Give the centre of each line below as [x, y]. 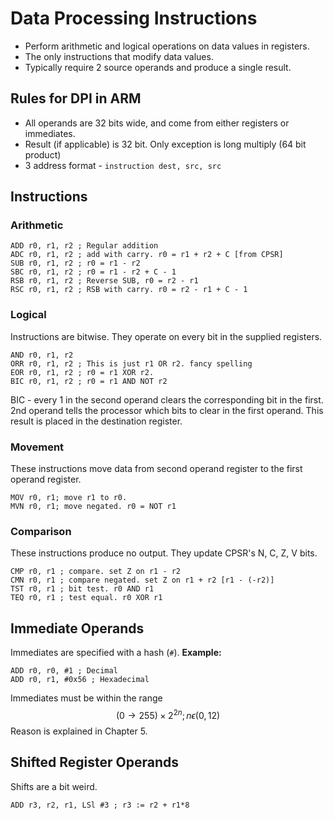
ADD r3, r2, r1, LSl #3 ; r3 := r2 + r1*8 [100, 805]
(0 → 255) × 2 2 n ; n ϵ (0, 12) [168, 714]
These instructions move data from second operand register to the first [156, 469]
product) [43, 154]
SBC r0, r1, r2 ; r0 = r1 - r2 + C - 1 [93, 272]
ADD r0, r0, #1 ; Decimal [64, 671]
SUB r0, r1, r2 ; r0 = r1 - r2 [75, 263]
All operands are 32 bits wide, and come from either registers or [157, 123]
